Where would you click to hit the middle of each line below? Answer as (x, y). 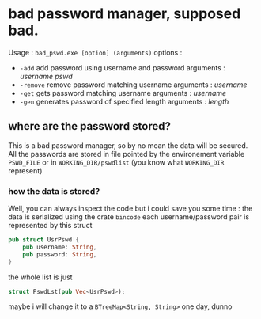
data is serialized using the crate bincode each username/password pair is (129, 217)
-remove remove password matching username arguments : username (133, 85)
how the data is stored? (54, 191)
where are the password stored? (90, 126)
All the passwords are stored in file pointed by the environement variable (127, 154)
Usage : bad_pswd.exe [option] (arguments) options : (95, 52)
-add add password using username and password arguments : (122, 67)
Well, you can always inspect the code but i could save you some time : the (130, 209)
